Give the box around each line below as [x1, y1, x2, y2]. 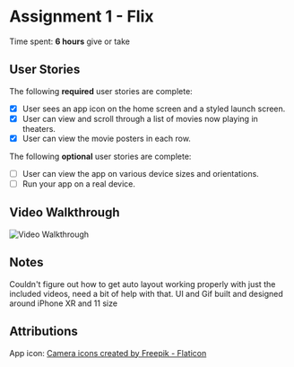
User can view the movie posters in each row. [22, 133, 191, 144]
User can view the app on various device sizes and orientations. [22, 168, 260, 179]
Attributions [9, 324, 79, 339]
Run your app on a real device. [22, 179, 136, 189]
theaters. [22, 123, 56, 134]
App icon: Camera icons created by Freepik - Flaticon [9, 347, 207, 358]
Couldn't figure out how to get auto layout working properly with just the [9, 278, 276, 289]
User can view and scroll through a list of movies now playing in [22, 113, 258, 124]
